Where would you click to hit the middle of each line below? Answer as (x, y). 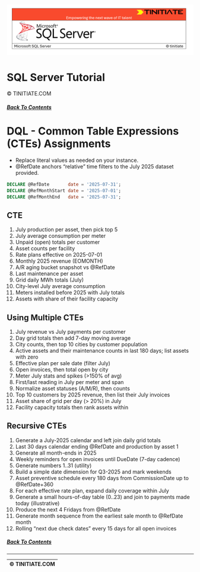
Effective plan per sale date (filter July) (63, 363)
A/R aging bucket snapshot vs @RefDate (65, 267)
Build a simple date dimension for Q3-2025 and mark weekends (93, 472)
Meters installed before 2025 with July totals (70, 293)
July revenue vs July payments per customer (71, 332)
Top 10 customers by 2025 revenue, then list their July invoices (93, 395)
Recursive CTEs (37, 426)
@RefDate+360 (34, 484)
